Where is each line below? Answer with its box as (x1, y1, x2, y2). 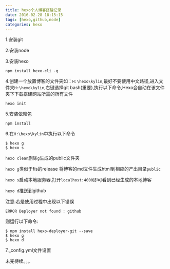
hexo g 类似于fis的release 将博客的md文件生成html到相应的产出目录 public (5, 166, 161, 172)
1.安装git (5, 36, 23, 43)
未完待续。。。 (5, 258, 32, 264)
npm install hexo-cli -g (5, 69, 59, 74)
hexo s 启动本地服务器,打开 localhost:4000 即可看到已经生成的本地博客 (5, 177, 152, 183)
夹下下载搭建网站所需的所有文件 (5, 91, 73, 97)
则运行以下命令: (5, 218, 39, 224)
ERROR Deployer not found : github (5, 209, 82, 214)
